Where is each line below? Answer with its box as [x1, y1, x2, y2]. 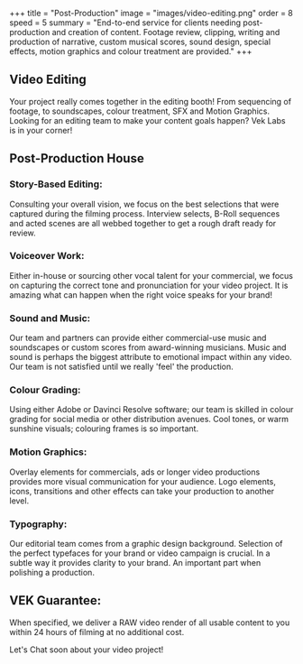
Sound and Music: [9, 311, 91, 324]
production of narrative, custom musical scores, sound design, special [9, 36, 271, 47]
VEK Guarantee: [9, 593, 102, 608]
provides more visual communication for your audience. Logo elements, [9, 475, 277, 486]
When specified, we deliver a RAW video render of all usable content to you [9, 617, 290, 628]
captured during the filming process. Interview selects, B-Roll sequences [9, 207, 280, 219]
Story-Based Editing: [9, 178, 103, 190]
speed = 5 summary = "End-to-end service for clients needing [9, 17, 242, 28]
